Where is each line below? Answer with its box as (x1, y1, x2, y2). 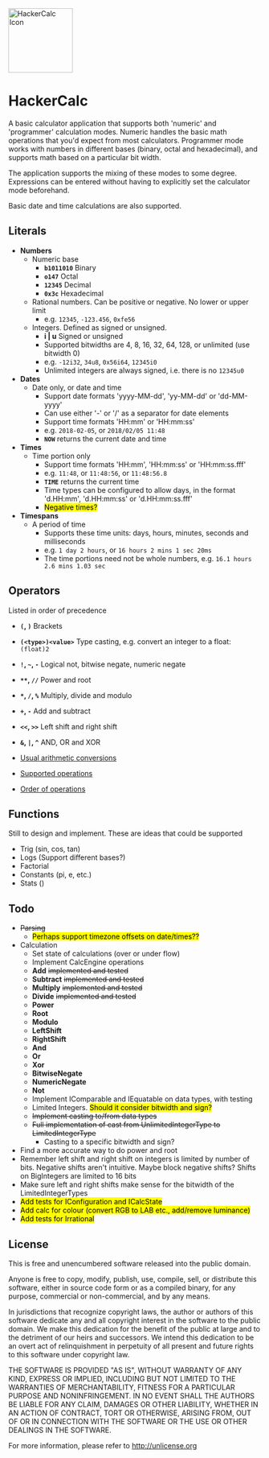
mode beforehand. (8, 185, 70, 195)
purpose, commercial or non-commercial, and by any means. (8, 1291, 210, 1301)
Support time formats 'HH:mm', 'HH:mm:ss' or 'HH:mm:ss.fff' (43, 459, 247, 469)
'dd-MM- (218, 390, 248, 401)
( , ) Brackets (19, 621, 63, 630)
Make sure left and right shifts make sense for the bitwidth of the (19, 1179, 234, 1190)
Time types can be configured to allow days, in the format (43, 485, 235, 494)
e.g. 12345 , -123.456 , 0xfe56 (43, 314, 136, 324)
